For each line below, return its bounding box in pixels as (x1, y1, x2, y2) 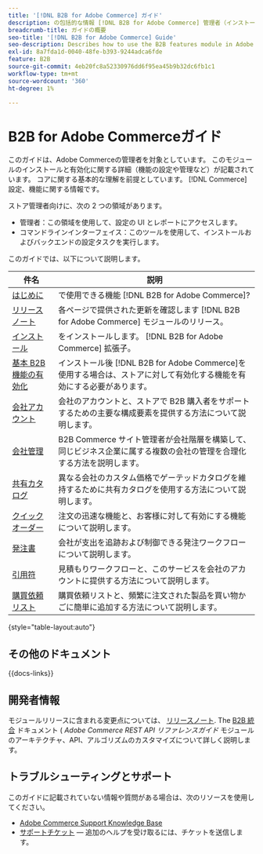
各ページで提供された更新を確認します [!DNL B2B (58, 305, 240, 316)
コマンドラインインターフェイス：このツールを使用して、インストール (19, 228, 245, 237)
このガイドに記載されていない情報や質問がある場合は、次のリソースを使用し (8, 792, 254, 801)
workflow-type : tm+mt (8, 70, 79, 78)
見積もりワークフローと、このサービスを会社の (58, 564, 231, 575)
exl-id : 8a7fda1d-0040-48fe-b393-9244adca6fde (8, 48, 163, 56)
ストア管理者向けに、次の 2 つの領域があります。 (8, 201, 167, 210)
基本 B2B (12, 358, 45, 369)
